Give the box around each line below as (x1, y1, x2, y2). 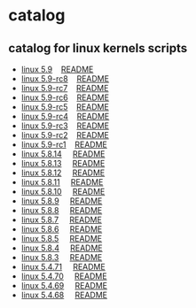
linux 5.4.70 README (20, 271, 107, 281)
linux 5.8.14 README (20, 149, 106, 159)
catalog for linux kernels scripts (8, 41, 188, 56)
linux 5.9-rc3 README (20, 120, 110, 131)
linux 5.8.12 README (20, 167, 106, 178)
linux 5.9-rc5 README (20, 102, 110, 112)
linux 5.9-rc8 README (20, 73, 110, 84)
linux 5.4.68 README (20, 289, 108, 300)
